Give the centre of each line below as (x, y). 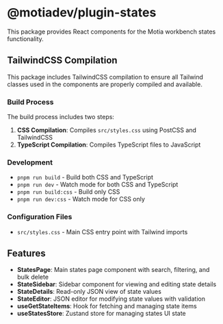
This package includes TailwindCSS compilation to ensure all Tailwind (105, 77)
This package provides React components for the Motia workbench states (112, 32)
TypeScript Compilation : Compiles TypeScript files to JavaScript (109, 145)
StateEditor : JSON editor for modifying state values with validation (111, 299)
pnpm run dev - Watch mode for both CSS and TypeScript (97, 185)
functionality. (26, 38)
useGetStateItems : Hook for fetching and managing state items (107, 306)
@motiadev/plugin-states (82, 13)
